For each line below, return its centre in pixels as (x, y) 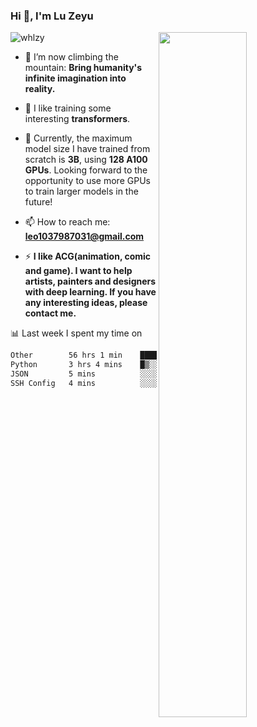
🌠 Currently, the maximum (78, 138)
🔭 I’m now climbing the (71, 57)
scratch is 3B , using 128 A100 (86, 160)
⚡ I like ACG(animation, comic (88, 256)
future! (38, 202)
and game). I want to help (78, 271)
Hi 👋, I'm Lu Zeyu (52, 16)
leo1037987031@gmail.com (84, 236)
